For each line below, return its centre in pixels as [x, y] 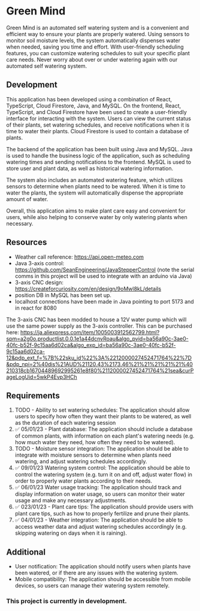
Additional [26, 552]
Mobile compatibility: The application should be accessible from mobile [103, 579]
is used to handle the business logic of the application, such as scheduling [98, 155]
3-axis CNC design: [39, 282]
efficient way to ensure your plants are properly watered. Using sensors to [98, 34]
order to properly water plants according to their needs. [84, 481]
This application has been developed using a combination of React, [89, 99]
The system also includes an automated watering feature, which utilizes [95, 180]
